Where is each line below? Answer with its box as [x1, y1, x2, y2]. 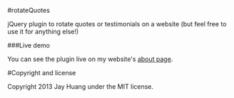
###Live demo [7, 41, 50, 49]
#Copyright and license [7, 69, 76, 77]
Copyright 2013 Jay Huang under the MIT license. [7, 82, 154, 91]
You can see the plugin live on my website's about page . [7, 55, 173, 63]
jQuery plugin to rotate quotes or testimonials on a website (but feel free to [7, 20, 227, 28]
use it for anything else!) [7, 28, 79, 36]
